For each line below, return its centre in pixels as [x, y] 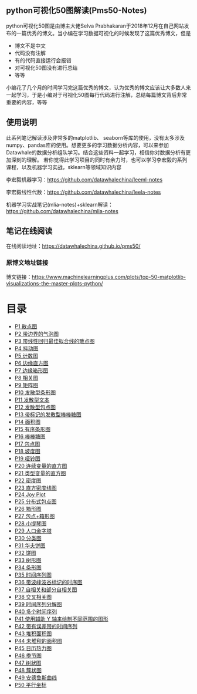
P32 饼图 [25, 552]
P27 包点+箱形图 [35, 516]
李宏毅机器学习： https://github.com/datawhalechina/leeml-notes [84, 179]
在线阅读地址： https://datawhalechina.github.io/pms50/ [73, 246]
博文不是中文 [30, 45]
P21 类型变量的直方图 [40, 473]
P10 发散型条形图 [35, 392]
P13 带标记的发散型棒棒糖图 [48, 414]
